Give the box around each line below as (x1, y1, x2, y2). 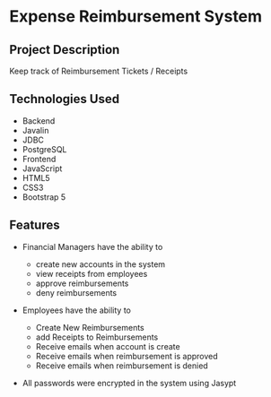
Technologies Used (9, 91, 119, 107)
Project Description (9, 42, 120, 57)
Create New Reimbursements (35, 322, 145, 332)
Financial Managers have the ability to (22, 241, 163, 252)
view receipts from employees (35, 268, 148, 279)
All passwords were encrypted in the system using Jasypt (22, 377, 237, 388)
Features (9, 218, 60, 233)
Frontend (22, 153, 57, 164)
